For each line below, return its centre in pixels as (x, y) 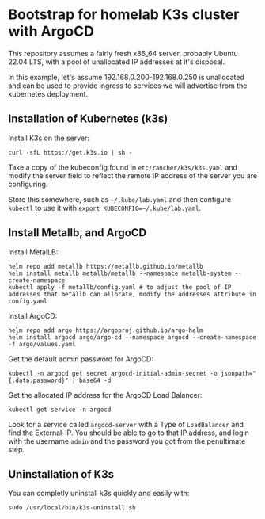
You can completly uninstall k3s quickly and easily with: (99, 494)
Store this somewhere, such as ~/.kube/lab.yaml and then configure (120, 199)
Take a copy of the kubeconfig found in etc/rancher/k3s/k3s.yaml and (123, 167)
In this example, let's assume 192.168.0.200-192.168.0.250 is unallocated (127, 77)
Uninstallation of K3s (61, 474)
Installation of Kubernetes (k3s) (88, 119)
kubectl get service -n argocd (60, 410)
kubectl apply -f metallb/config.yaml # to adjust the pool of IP (120, 287)
